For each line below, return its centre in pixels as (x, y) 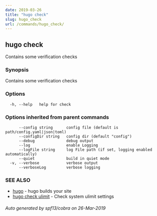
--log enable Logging (58, 145)
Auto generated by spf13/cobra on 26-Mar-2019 (56, 208)
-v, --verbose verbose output (54, 163)
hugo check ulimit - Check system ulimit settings (63, 197)
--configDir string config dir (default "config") (75, 136)
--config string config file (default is (68, 127)
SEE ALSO (18, 180)
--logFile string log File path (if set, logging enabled (85, 150)
